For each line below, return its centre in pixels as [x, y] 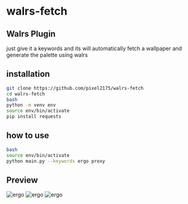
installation [28, 74]
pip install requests [34, 117]
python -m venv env [31, 105]
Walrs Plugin [31, 34]
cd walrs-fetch [26, 94]
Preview [22, 180]
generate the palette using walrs [47, 55]
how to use [28, 136]
